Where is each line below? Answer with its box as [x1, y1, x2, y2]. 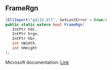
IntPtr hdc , [12, 27, 38, 32]
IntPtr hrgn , [12, 31, 40, 37]
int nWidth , [12, 41, 38, 46]
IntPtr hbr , [12, 36, 38, 41]
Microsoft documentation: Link [5, 59, 69, 65]
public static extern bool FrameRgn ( [5, 22, 85, 27]
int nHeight [12, 45, 38, 51]
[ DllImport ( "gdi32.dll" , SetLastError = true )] [5, 17, 108, 22]
